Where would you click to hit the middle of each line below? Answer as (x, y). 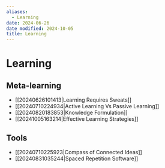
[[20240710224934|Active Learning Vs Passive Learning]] (87, 106)
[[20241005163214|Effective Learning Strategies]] (76, 119)
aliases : (17, 12)
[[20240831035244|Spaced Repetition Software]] (76, 158)
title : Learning (26, 34)
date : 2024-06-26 (28, 23)
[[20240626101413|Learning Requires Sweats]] (73, 100)
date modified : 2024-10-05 (40, 28)
